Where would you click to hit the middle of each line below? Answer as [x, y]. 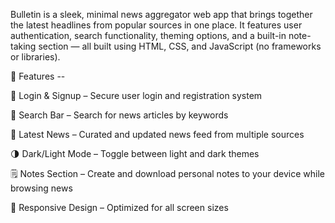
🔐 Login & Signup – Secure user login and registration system [136, 95]
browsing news [41, 188]
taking [23, 46]
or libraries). [35, 57]
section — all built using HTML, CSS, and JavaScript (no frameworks [180, 46]
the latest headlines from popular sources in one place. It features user [156, 25]
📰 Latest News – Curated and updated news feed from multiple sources [157, 134]
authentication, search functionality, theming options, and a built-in [148, 35]
